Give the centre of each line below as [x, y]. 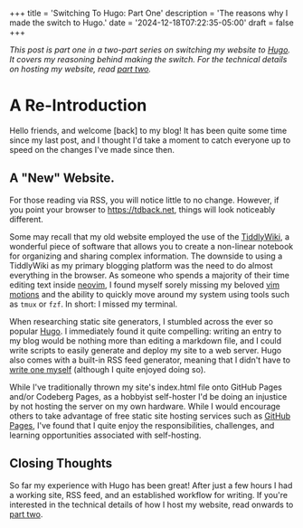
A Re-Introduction [78, 105]
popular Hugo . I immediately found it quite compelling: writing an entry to [146, 331]
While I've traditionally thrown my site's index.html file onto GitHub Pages [146, 387]
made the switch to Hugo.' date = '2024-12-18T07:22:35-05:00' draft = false [151, 23]
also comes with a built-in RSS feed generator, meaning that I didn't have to [150, 360]
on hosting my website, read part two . [80, 69]
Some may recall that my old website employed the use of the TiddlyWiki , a [150, 236]
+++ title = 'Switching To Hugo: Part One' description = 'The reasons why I [149, 13]
